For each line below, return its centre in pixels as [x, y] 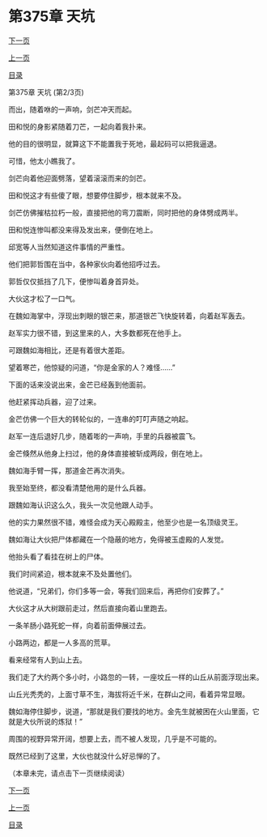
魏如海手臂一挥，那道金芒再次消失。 [69, 470]
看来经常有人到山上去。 [47, 660]
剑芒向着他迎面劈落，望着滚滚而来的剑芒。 [79, 178]
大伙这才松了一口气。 [44, 298]
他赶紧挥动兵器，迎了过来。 [55, 402]
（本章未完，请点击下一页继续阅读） [69, 773]
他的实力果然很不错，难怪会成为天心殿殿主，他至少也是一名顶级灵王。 [125, 522]
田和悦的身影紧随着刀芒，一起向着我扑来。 [79, 126]
